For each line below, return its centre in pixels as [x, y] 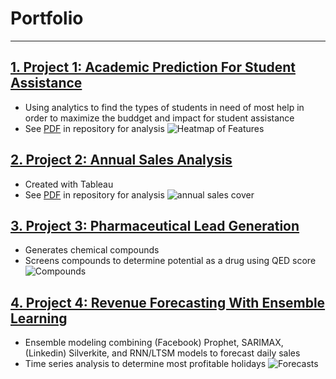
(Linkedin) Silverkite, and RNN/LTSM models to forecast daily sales [162, 353]
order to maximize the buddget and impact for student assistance [159, 118]
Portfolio [47, 18]
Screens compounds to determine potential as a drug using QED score [170, 261]
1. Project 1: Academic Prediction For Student [153, 67]
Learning [39, 318]
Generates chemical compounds [92, 250]
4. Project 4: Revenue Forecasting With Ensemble [168, 302]
